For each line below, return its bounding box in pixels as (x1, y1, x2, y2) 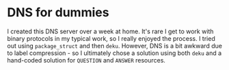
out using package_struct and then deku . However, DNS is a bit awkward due (7, 41, 222, 50)
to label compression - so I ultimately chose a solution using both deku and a (7, 49, 222, 57)
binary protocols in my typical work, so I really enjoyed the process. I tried (7, 34, 215, 42)
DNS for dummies (7, 5, 109, 20)
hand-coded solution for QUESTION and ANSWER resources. (7, 56, 166, 64)
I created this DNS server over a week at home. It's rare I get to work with (7, 27, 214, 35)
